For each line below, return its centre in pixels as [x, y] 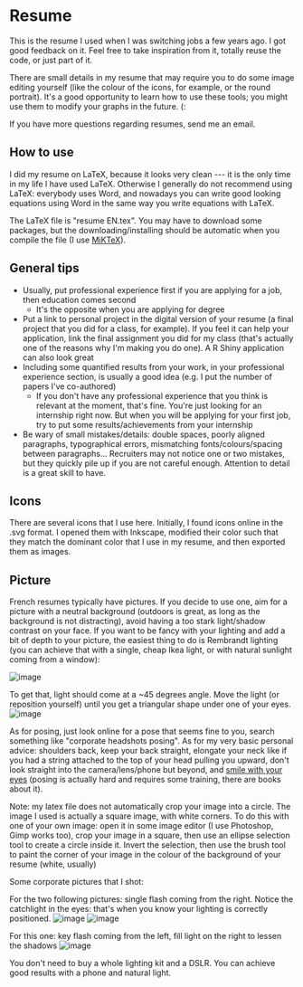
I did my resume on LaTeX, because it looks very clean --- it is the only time [150, 174]
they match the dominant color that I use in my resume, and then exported [147, 542]
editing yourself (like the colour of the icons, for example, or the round [140, 87]
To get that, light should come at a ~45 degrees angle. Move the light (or [145, 695]
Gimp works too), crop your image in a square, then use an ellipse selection [150, 835]
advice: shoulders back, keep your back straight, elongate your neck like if [148, 751]
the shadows [33, 945]
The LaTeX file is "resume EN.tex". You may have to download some [136, 220]
